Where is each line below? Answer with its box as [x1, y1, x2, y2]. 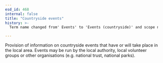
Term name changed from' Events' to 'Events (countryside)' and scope [9, 25, 155, 30]
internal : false [5, 12, 38, 16]
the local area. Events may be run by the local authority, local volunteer [5, 48, 147, 53]
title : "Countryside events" [5, 16, 64, 21]
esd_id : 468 [5, 7, 29, 12]
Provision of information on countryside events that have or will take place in [5, 42, 158, 48]
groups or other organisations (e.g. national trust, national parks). [5, 52, 136, 58]
